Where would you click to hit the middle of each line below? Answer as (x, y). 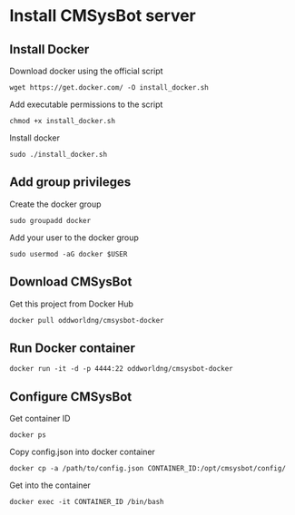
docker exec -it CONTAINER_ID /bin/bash (87, 502)
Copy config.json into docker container (83, 452)
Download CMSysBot (71, 282)
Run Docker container (73, 349)
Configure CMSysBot (71, 397)
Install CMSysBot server (103, 16)
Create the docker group (55, 204)
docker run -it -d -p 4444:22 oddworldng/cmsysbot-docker (121, 369)
